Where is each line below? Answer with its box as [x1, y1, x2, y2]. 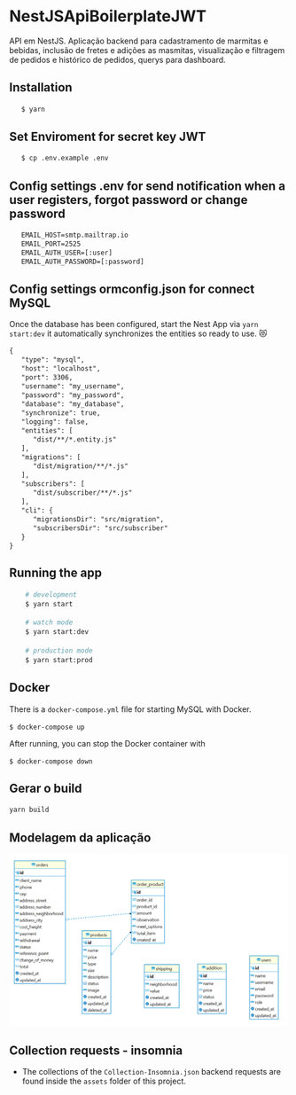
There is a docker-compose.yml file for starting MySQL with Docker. [9, 703, 252, 715]
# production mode [25, 646, 93, 655]
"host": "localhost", [20, 364, 101, 373]
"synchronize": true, [20, 408, 101, 418]
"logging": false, [20, 417, 90, 426]
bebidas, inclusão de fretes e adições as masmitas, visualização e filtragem [9, 44, 285, 55]
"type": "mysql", [20, 355, 86, 364]
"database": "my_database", [20, 399, 125, 409]
